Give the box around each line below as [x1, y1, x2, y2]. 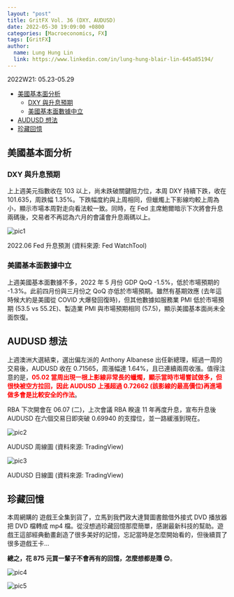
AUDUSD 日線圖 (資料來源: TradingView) [7, 470, 124, 479]
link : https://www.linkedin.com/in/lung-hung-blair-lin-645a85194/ [13, 56, 214, 63]
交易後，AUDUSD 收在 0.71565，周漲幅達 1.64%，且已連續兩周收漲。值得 [7, 364, 220, 372]
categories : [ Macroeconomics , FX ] [7, 29, 108, 37]
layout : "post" [7, 10, 52, 17]
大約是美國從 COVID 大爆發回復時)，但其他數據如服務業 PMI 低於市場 [19, 295, 219, 304]
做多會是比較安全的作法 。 [7, 390, 81, 399]
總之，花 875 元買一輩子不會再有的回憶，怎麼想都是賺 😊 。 [7, 554, 177, 563]
